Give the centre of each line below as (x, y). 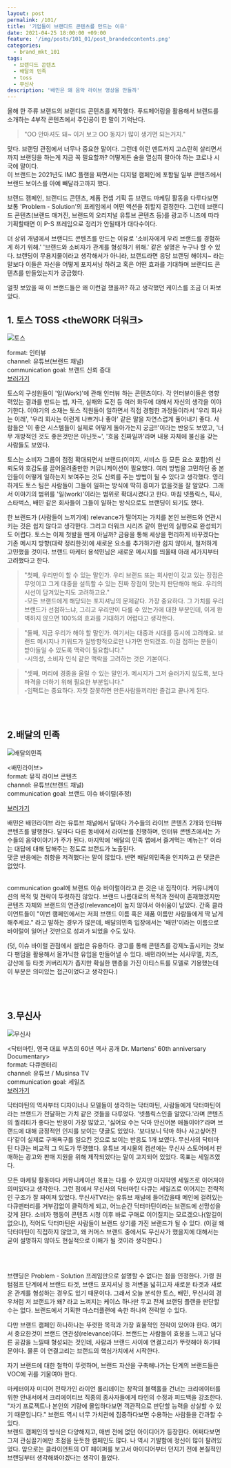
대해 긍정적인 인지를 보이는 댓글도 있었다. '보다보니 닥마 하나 (106, 1131)
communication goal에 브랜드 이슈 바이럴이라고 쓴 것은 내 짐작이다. (98, 887)
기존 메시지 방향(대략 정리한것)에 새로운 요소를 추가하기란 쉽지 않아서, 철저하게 (112, 543)
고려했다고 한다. (29, 560)
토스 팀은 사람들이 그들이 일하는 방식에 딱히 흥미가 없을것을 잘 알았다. (118, 485)
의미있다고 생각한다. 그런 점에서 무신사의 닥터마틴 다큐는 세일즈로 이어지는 (107, 1188)
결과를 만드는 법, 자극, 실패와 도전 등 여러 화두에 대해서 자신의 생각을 (117, 401)
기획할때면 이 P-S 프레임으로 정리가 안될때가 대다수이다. (82, 224)
